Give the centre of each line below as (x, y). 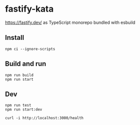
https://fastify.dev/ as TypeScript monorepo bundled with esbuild (70, 22)
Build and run (26, 64)
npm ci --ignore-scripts (30, 49)
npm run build (19, 75)
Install (15, 38)
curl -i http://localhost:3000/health (44, 118)
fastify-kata (29, 9)
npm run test (18, 106)
